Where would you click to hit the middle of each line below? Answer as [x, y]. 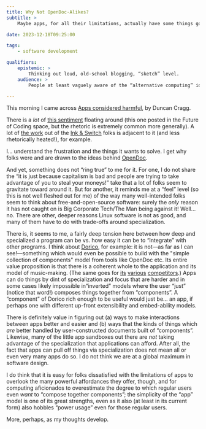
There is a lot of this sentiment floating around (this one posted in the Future [103, 120]
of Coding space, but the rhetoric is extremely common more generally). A [100, 126]
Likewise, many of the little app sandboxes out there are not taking [90, 337]
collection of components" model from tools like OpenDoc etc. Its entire [97, 260]
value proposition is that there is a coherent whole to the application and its [101, 266]
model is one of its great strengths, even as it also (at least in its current [97, 401]
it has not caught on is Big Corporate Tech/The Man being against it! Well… [101, 209]
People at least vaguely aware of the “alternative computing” [111, 85]
